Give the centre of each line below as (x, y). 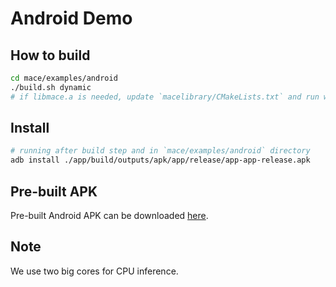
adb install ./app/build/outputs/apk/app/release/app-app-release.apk (160, 160)
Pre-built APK (54, 191)
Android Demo (71, 18)
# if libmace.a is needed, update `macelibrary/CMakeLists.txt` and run (165, 97)
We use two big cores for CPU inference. (94, 271)
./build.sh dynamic (51, 87)
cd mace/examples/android (64, 78)
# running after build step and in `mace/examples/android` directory (160, 151)
